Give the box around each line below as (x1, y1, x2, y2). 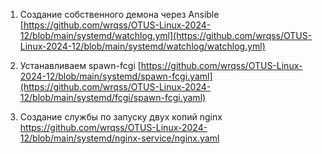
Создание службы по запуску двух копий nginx (19, 111, 223, 123)
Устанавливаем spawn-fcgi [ (19, 60, 142, 71)
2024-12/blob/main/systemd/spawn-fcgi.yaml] (19, 70, 213, 82)
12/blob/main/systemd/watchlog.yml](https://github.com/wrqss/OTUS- (19, 30, 313, 41)
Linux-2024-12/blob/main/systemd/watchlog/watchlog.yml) (19, 40, 266, 52)
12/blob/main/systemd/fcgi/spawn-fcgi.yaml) (19, 92, 207, 103)
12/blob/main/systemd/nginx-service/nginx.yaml (19, 132, 220, 144)
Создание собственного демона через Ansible (19, 9, 220, 20)
